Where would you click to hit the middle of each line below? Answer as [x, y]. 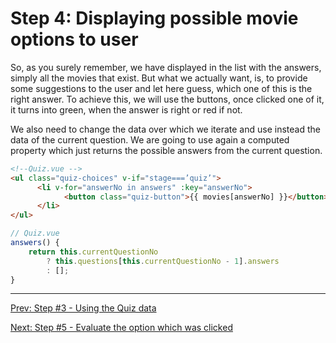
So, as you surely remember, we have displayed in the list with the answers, [166, 67]
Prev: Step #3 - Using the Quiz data [83, 308]
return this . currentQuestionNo [93, 252]
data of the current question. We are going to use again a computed [150, 139]
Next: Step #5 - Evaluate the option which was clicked [121, 328]
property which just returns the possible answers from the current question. [166, 150]
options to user [74, 39]
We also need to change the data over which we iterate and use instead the [165, 129]
